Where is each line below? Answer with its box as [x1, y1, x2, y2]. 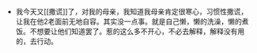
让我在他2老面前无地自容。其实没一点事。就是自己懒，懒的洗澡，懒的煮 [15, 17, 249, 26]
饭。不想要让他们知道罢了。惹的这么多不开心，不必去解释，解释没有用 [15, 27, 245, 36]
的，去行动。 [15, 36, 58, 46]
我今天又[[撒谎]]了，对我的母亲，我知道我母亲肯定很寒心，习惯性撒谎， [15, 7, 248, 16]
